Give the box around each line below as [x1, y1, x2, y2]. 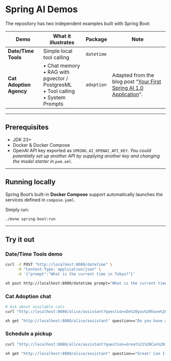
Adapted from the [111, 71, 154, 78]
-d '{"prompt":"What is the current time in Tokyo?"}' [16, 271, 136, 276]
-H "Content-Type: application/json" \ [16, 267, 101, 272]
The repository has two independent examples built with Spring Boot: [5, 20, 151, 26]
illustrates [49, 39, 75, 46]
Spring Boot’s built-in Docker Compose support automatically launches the [5, 191, 163, 197]
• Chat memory [43, 62, 80, 69]
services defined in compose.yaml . [5, 197, 75, 203]
